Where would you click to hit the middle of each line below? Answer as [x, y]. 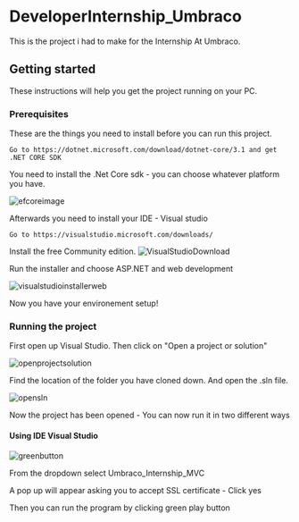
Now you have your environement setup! [84, 303]
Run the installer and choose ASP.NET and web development [121, 269]
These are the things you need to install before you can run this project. [141, 134]
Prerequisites [39, 114]
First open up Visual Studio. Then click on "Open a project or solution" [138, 346]
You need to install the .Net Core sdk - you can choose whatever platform [144, 174]
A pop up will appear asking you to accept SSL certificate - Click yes [135, 490]
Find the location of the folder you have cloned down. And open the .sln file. [149, 381]
